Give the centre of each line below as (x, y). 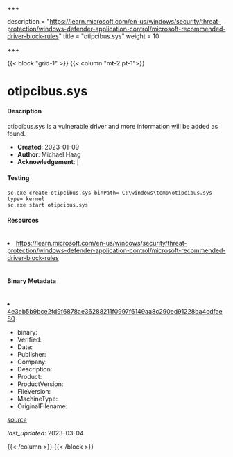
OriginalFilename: (42, 406)
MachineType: (37, 399)
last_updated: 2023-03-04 (46, 433)
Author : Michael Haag (49, 154)
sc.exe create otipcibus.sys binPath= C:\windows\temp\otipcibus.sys (110, 193)
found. (17, 134)
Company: (32, 362)
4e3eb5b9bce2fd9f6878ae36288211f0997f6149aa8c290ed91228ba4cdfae (115, 311)
